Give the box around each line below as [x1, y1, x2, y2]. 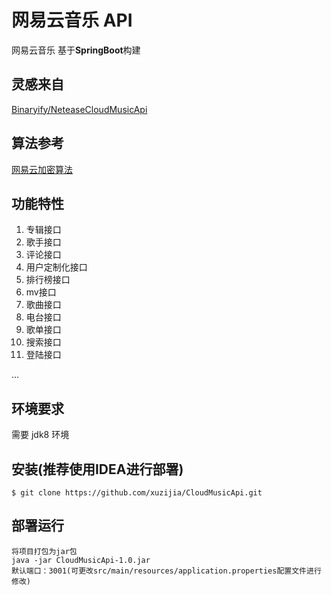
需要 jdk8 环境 [11, 429, 70, 441]
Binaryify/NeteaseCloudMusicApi [11, 103, 148, 115]
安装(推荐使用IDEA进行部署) [11, 461, 184, 478]
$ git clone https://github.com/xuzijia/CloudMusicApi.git [11, 488, 263, 498]
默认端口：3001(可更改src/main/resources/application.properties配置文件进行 [11, 566, 322, 576]
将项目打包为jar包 [11, 546, 78, 556]
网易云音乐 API [11, 9, 133, 32]
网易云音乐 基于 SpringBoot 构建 [11, 44, 141, 56]
